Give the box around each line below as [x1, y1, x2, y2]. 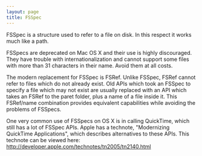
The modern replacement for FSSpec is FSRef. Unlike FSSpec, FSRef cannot [6, 73, 196, 81]
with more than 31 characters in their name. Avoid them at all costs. [6, 61, 173, 69]
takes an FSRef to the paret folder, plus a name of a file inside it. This [6, 93, 177, 100]
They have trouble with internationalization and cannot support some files [6, 55, 189, 63]
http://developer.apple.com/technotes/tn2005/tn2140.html [6, 143, 151, 150]
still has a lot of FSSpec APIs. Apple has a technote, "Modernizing [6, 123, 170, 131]
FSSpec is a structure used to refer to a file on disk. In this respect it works [6, 31, 192, 38]
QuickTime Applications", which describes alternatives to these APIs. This [6, 130, 190, 137]
